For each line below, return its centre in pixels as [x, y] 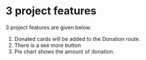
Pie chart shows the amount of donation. [64, 51]
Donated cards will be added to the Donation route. [77, 39]
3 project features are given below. [48, 27]
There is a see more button [48, 45]
